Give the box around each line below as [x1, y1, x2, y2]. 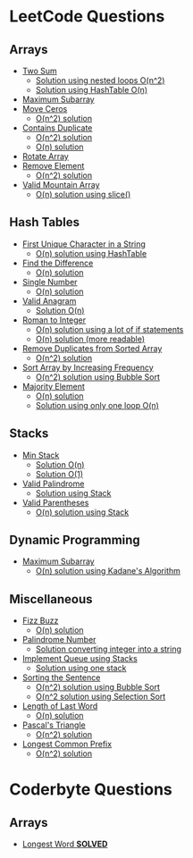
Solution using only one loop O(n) [35, 400, 159, 410]
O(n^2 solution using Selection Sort [35, 691, 166, 702]
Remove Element [21, 161, 85, 171]
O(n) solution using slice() [35, 189, 131, 199]
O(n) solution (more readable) [35, 333, 146, 344]
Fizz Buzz [21, 615, 59, 627]
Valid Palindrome [21, 478, 85, 489]
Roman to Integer [21, 315, 87, 325]
